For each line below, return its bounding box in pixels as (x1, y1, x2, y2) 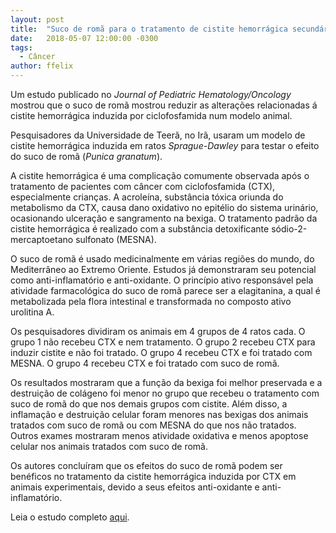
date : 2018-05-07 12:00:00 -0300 (10, 33, 159, 43)
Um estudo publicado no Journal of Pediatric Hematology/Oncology (10, 89, 292, 100)
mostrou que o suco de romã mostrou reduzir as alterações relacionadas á (10, 99, 318, 111)
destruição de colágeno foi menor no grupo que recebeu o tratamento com (10, 387, 320, 399)
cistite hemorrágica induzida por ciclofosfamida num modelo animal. (10, 110, 293, 121)
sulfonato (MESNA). (75, 234, 157, 245)
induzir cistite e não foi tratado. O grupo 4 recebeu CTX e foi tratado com (10, 347, 313, 358)
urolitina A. (10, 306, 55, 318)
